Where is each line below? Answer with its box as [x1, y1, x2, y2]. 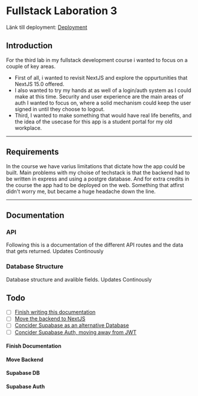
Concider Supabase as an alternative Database [14, 322, 130, 329]
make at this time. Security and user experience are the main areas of [14, 93, 184, 100]
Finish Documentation [6, 342, 62, 349]
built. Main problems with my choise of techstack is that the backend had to [6, 169, 190, 176]
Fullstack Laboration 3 [6, 4, 118, 18]
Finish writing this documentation [14, 309, 96, 316]
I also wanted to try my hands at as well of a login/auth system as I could [14, 87, 192, 94]
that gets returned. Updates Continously [6, 248, 104, 255]
